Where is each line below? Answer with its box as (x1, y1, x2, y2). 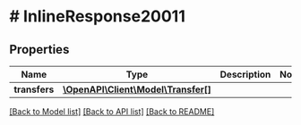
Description (219, 69, 271, 80)
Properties (9, 42, 70, 57)
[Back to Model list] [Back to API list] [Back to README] (9, 106, 215, 117)
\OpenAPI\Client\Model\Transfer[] (62, 83, 212, 96)
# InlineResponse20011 (9, 6, 185, 27)
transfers (13, 83, 55, 96)
